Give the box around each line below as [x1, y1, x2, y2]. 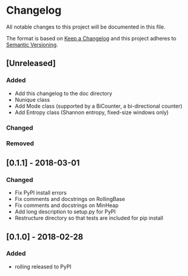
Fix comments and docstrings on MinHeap [14, 202, 119, 209]
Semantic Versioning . [6, 41, 58, 48]
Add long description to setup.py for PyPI [14, 208, 116, 215]
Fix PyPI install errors [14, 189, 67, 196]
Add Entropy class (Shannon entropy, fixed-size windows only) [14, 108, 169, 116]
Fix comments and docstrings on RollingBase [14, 196, 126, 203]
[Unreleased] [6, 58, 56, 68]
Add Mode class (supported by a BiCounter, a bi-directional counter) [14, 102, 183, 109]
